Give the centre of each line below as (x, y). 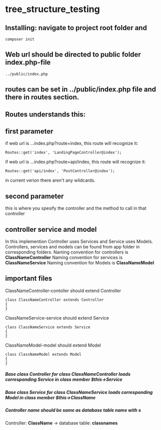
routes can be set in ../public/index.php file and (81, 90)
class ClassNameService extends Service (48, 327)
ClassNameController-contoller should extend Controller (63, 291)
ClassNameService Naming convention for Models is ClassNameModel (79, 263)
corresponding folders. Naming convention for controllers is (67, 252)
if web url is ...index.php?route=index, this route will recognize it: (72, 144)
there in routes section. (42, 97)
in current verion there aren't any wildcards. (50, 180)
